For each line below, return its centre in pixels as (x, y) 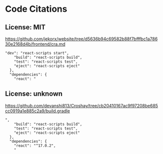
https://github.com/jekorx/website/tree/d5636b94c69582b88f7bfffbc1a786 (81, 39)
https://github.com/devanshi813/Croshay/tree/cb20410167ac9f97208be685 (81, 105)
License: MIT (25, 27)
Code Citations (36, 9)
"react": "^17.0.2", (35, 146)
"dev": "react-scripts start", (37, 53)
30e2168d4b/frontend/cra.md (35, 44)
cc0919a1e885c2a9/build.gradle (38, 111)
